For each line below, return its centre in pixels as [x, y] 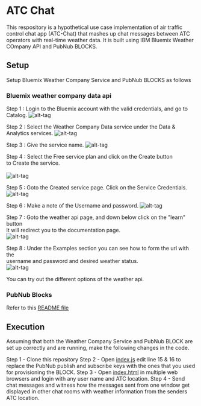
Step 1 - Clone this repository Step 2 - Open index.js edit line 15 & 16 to [94, 360]
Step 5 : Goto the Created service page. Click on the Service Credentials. [97, 188]
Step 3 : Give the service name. [45, 145]
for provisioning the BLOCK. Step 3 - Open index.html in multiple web [92, 372]
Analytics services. [30, 133]
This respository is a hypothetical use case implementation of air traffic [94, 27]
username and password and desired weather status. [72, 261]
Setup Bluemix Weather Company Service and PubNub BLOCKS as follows [99, 80]
